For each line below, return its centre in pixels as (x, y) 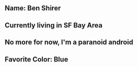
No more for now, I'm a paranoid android (69, 42)
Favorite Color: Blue (37, 59)
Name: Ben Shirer (33, 8)
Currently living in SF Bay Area (54, 25)
